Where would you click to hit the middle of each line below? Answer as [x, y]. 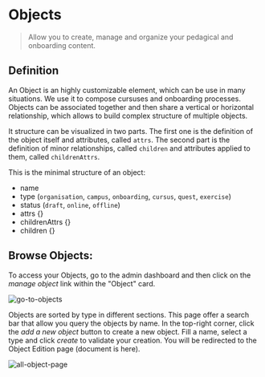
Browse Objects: [51, 255]
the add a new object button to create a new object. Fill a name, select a [128, 331]
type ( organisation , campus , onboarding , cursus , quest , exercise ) [125, 196]
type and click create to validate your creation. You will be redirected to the [132, 340]
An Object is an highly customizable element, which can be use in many [127, 90]
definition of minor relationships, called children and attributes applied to [129, 148]
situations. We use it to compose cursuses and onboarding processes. [124, 99]
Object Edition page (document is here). [74, 349]
